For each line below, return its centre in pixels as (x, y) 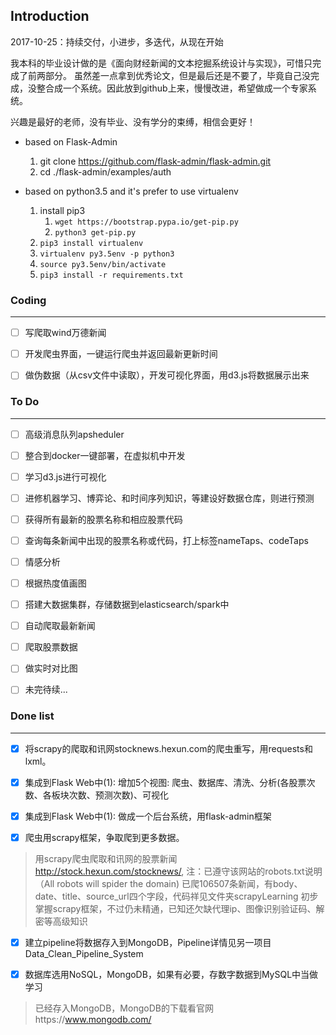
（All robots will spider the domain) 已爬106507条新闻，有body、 (168, 883)
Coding (28, 300)
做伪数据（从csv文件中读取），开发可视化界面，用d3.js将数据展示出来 (167, 375)
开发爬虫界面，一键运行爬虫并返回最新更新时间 (121, 354)
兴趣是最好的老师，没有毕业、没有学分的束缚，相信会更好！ (133, 121)
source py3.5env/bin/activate (103, 264)
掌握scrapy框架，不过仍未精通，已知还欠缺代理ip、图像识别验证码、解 (179, 908)
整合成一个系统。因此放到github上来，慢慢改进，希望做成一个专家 (172, 88)
